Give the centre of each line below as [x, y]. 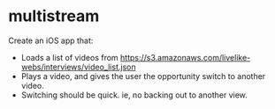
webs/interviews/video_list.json [78, 67]
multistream [54, 16]
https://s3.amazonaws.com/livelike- [185, 57]
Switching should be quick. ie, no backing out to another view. [134, 95]
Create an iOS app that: [51, 40]
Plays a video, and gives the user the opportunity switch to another [143, 76]
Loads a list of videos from [69, 57]
